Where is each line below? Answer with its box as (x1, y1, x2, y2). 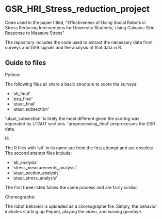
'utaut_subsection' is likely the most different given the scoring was (5, 116, 140, 121)
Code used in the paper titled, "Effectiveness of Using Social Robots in (5, 20, 146, 25)
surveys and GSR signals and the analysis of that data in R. (5, 44, 123, 50)
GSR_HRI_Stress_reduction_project (5, 3, 150, 15)
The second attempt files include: (5, 150, 72, 156)
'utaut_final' (12, 101, 36, 107)
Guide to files (5, 59, 46, 67)
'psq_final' (12, 96, 33, 101)
